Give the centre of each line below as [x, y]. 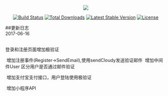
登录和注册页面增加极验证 [32, 49]
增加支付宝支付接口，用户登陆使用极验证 [49, 77]
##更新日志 [17, 28]
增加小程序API [21, 88]
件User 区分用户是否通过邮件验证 [40, 67]
